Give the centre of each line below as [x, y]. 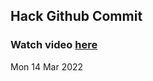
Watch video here [54, 45]
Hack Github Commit [76, 16]
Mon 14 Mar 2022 [47, 66]
